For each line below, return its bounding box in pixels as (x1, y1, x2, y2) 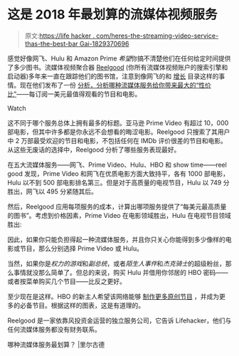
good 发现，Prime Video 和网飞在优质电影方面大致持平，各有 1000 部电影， (7, 169, 230, 178)
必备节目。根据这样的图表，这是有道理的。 (19, 300, 144, 310)
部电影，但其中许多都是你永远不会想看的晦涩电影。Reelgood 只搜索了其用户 (7, 127, 230, 136)
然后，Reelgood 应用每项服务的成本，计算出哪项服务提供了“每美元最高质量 (7, 202, 227, 211)
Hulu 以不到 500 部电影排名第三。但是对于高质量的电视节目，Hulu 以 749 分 (7, 178, 230, 187)
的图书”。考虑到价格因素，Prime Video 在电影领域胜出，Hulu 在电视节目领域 (7, 211, 231, 219)
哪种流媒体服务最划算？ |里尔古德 (7, 340, 105, 349)
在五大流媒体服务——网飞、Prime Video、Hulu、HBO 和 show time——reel (7, 160, 228, 169)
